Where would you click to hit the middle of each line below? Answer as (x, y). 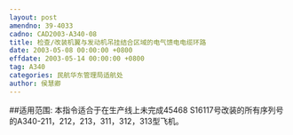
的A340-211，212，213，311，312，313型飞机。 (96, 121)
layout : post (33, 17)
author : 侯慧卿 (35, 83)
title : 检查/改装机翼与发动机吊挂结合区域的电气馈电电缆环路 (108, 42)
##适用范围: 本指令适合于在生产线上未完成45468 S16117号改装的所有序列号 (146, 110)
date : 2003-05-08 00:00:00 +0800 (71, 51)
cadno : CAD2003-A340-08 (53, 34)
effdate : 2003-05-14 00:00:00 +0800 (77, 59)
